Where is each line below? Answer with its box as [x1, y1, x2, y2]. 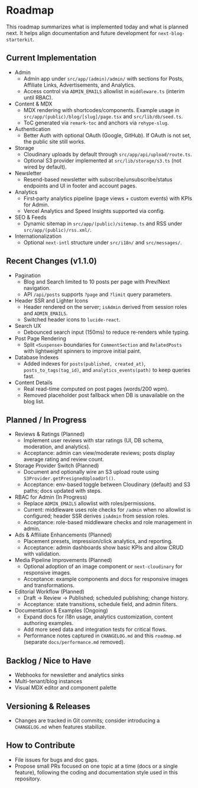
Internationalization [14, 232, 62, 240]
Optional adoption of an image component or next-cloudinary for [23, 563, 183, 570]
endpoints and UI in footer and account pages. [23, 182, 137, 189]
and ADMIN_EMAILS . [23, 310, 68, 317]
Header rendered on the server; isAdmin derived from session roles [23, 303, 187, 310]
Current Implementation [6, 53, 97, 63]
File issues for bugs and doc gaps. [14, 756, 99, 763]
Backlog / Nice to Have [6, 656, 92, 666]
